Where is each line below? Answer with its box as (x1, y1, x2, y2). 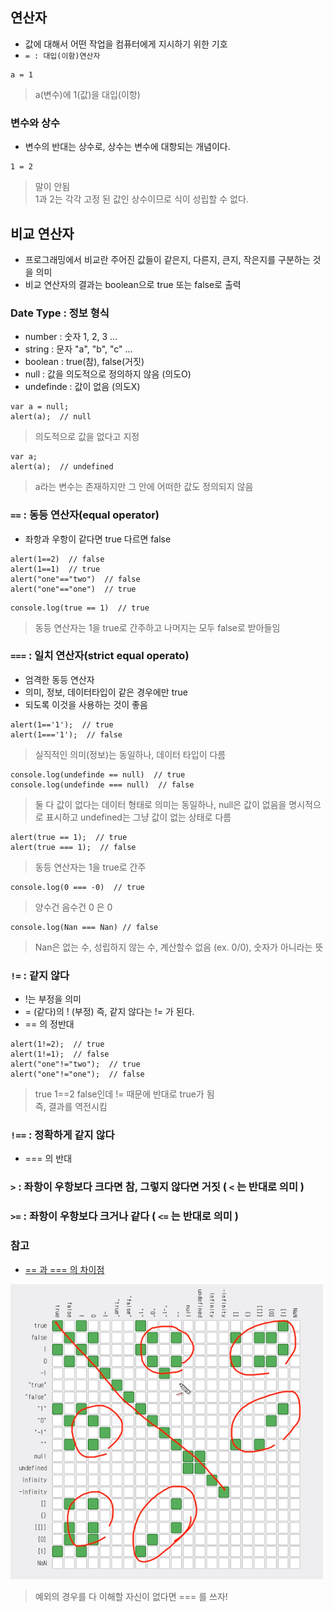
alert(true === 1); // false (10, 842, 137, 852)
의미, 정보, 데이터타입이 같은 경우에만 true (24, 686, 188, 698)
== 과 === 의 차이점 (24, 1263, 105, 1275)
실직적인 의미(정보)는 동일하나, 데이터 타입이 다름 (34, 748, 227, 760)
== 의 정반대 (24, 1018, 75, 1030)
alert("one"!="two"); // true (10, 1059, 141, 1070)
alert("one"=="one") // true (10, 584, 137, 594)
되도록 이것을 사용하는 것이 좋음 (24, 698, 148, 710)
